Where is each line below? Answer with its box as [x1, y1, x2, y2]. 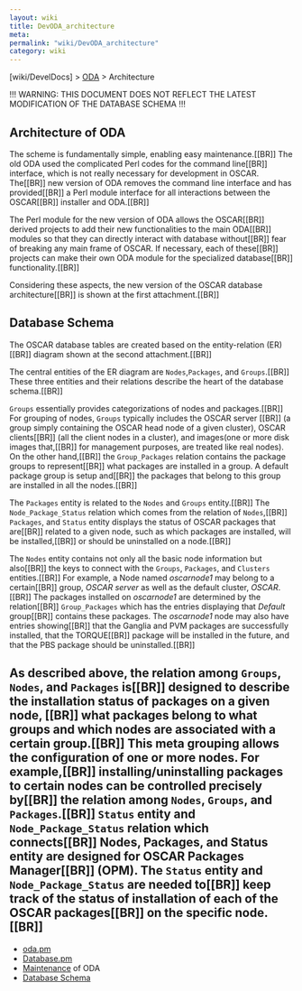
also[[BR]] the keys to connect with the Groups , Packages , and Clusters [9, 562, 270, 573]
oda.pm [22, 943, 51, 954]
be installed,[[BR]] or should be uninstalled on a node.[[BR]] [9, 535, 232, 546]
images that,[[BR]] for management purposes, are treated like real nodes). [9, 441, 284, 452]
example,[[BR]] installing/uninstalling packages [9, 764, 284, 780]
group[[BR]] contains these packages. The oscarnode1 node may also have [9, 610, 289, 621]
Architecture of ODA [9, 125, 126, 140]
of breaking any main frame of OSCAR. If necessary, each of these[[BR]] [9, 243, 279, 254]
